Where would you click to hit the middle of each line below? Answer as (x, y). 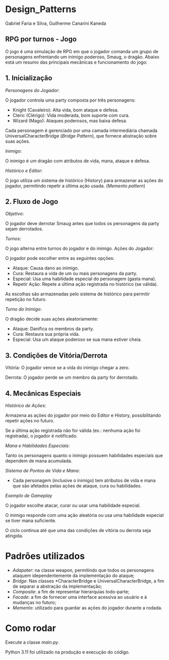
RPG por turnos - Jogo (41, 39)
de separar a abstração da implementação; (57, 586)
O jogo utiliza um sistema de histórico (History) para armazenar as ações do (84, 180)
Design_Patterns (41, 9)
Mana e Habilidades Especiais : (38, 446)
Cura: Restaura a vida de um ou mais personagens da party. (75, 274)
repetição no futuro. (26, 299)
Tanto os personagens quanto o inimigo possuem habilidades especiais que (84, 455)
